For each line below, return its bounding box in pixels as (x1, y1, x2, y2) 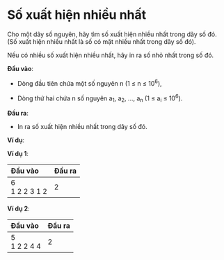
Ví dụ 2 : (7, 204, 30, 213)
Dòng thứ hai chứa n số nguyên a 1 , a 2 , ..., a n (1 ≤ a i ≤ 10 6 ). (17, 93, 183, 104)
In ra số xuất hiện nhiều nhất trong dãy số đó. (17, 123, 147, 131)
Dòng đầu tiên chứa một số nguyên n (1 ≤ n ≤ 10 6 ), (17, 77, 162, 87)
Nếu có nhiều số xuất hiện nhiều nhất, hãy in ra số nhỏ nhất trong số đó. (7, 51, 214, 59)
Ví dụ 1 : (7, 150, 29, 158)
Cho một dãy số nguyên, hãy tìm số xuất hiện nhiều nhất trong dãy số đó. (7, 30, 217, 38)
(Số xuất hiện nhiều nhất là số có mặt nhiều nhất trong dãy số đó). (7, 37, 196, 45)
